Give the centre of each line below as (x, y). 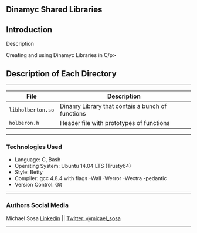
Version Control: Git (38, 185)
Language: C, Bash (38, 160)
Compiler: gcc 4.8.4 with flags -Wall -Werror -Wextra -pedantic (91, 178)
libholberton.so (32, 110)
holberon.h (24, 123)
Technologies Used (34, 147)
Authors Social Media (38, 205)
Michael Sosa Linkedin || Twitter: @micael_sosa (64, 218)
